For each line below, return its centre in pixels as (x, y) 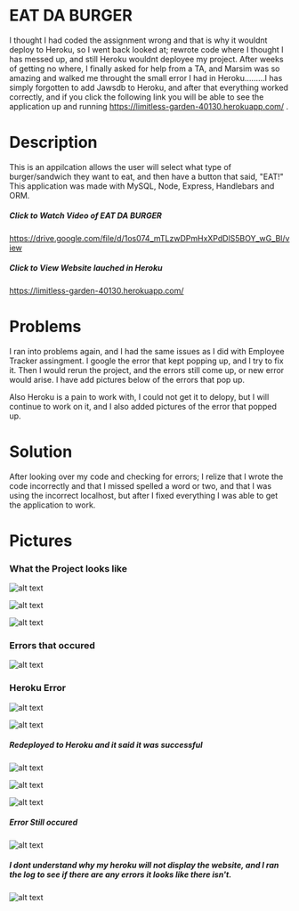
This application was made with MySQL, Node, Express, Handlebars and (142, 186)
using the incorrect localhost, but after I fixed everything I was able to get (144, 495)
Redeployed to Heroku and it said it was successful (106, 745)
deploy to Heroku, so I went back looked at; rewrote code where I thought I (146, 49)
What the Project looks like (68, 568)
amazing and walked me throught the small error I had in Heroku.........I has (146, 77)
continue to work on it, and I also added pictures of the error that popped (143, 406)
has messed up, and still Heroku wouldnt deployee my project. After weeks (146, 59)
